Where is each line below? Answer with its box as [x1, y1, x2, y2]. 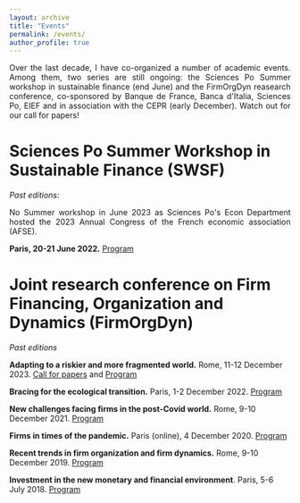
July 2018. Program [9, 484, 81, 495]
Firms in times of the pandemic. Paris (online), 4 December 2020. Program [9, 431, 287, 441]
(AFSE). [9, 226, 37, 237]
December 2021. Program [9, 413, 104, 424]
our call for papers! [9, 110, 79, 121]
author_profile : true [9, 38, 90, 47]
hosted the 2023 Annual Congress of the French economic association [9, 216, 291, 228]
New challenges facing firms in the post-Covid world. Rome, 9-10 [9, 404, 256, 415]
